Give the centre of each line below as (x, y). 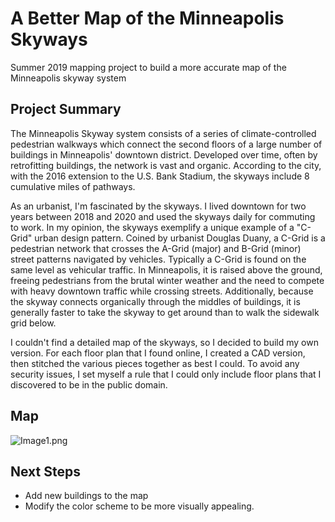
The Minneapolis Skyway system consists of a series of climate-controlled (163, 133)
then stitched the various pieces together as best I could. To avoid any (155, 363)
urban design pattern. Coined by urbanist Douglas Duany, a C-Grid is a (180, 238)
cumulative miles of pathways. (73, 186)
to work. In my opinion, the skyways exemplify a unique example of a (152, 227)
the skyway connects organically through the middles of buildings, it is (155, 301)
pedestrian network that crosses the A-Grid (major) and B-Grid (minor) (156, 248)
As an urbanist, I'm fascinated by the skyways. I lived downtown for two (158, 206)
